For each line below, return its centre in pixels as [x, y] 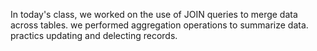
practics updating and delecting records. [94, 35]
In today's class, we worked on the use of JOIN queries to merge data [154, 14]
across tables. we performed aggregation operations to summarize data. [159, 25]
